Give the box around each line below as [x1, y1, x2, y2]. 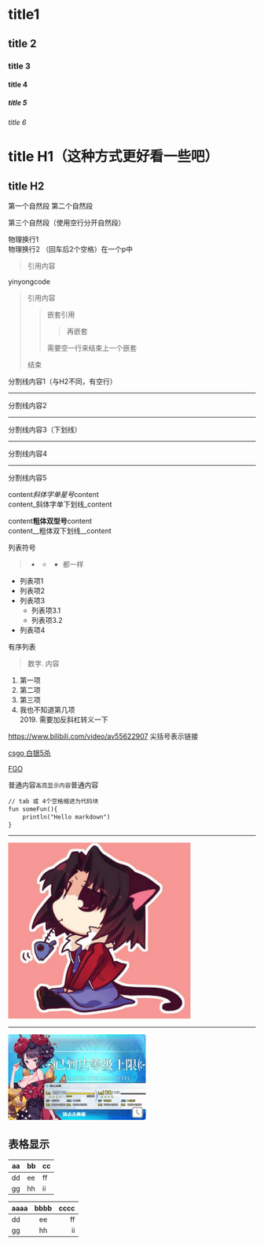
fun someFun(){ [8, 805, 58, 813]
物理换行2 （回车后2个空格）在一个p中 [8, 245, 134, 254]
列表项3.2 [31, 616, 63, 625]
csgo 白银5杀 [8, 749, 51, 758]
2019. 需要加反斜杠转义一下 [19, 715, 108, 724]
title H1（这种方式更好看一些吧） [8, 148, 219, 166]
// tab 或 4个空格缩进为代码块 [8, 797, 99, 805]
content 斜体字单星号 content [8, 490, 100, 499]
